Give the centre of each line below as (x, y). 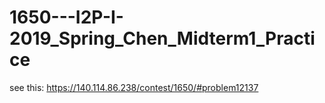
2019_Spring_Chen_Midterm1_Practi (162, 38)
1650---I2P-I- (66, 17)
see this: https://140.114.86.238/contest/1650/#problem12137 (134, 87)
